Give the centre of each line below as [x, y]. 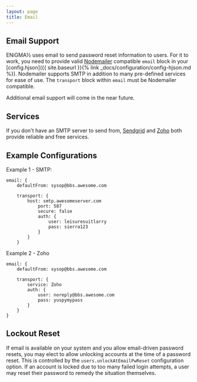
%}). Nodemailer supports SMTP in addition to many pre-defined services [96, 74]
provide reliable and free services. [48, 137]
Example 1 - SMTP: [29, 169]
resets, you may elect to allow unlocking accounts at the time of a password [98, 354]
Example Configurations [52, 155]
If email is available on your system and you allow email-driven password [95, 348]
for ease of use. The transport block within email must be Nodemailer [91, 80]
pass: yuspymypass [60, 300]
